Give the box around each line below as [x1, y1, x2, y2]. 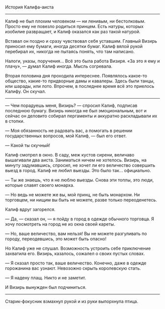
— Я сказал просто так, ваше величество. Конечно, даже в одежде [5, 260, 147, 266]
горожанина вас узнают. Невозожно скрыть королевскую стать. [5, 265, 141, 271]
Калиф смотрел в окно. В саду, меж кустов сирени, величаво [5, 152, 135, 157]
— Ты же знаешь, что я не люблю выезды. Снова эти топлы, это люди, [5, 177, 154, 183]
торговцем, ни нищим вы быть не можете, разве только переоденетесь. [5, 197, 157, 203]
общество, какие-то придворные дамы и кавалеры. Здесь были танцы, [5, 78, 155, 84]
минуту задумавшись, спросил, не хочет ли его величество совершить [5, 162, 156, 168]
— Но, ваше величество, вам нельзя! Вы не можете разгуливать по [5, 231, 147, 236]
